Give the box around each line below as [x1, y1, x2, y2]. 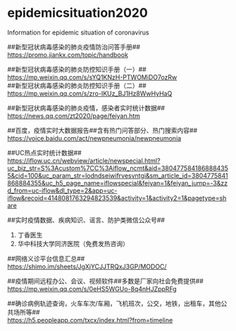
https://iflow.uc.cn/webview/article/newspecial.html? [7, 156, 161, 164]
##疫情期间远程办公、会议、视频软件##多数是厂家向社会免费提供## [7, 276, 204, 285]
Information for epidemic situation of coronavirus [7, 28, 149, 37]
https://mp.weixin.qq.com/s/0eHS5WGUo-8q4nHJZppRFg [7, 285, 178, 293]
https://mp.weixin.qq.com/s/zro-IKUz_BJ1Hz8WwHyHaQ [7, 89, 173, 98]
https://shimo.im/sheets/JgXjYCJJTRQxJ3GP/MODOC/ [7, 262, 167, 271]
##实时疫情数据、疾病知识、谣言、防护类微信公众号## [7, 216, 166, 224]
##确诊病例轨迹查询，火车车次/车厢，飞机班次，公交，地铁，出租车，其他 [7, 299, 221, 307]
